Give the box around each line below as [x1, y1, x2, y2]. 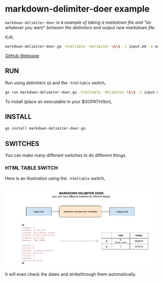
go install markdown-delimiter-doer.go [5, 126, 86, 131]
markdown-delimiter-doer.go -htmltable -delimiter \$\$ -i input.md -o [5, 44, 153, 49]
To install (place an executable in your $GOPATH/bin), [5, 99, 113, 104]
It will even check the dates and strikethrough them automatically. [5, 271, 137, 277]
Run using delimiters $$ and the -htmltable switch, [5, 80, 106, 85]
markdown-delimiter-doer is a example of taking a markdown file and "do [5, 19, 151, 25]
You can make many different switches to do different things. [5, 152, 127, 158]
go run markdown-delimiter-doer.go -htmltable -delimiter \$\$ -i [5, 90, 142, 95]
